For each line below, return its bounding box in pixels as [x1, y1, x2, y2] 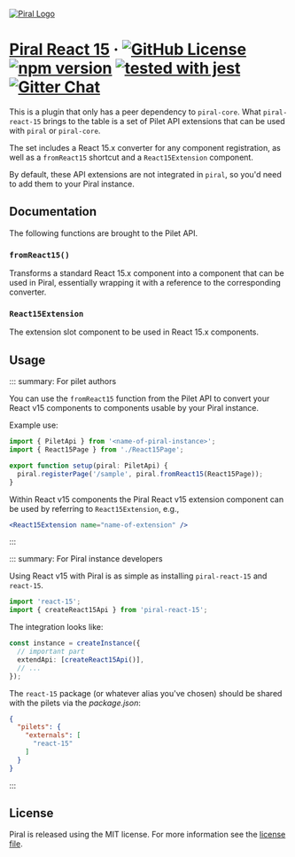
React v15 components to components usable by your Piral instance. [9, 403, 260, 413]
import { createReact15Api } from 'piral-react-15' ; [9, 606, 208, 615]
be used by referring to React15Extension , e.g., [9, 503, 180, 514]
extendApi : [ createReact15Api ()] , [17, 655, 144, 664]
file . [9, 838, 24, 849]
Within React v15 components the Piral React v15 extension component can [9, 493, 284, 505]
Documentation [9, 204, 97, 219]
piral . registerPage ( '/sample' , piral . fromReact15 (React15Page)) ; [17, 469, 264, 478]
